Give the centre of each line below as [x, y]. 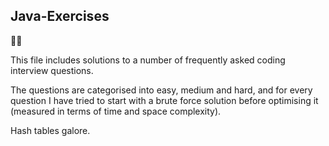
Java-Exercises [60, 16]
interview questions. [52, 70]
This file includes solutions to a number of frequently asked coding [148, 60]
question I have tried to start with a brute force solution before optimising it [164, 100]
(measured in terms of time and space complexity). [116, 111]
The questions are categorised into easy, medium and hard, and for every [161, 90]
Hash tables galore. [50, 130]
